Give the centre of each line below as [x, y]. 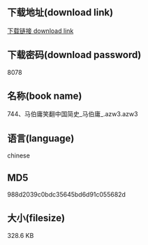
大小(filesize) [36, 218]
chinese [18, 155]
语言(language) [41, 138]
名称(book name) [45, 96]
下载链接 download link [40, 31]
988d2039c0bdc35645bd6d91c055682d [66, 195]
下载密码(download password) [74, 55]
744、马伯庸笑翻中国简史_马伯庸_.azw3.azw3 [73, 114]
